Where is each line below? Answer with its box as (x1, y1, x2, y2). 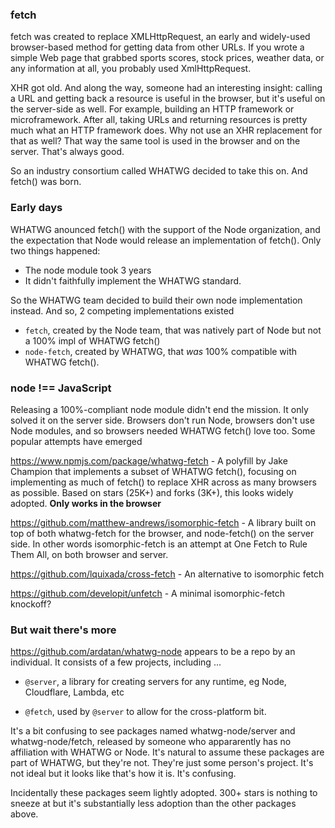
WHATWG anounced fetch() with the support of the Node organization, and (10, 223, 321, 235)
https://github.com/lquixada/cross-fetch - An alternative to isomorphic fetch (10, 568, 325, 580)
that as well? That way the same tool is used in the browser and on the (10, 135, 301, 147)
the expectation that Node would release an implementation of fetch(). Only (10, 234, 322, 246)
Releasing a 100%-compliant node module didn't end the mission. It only (10, 403, 309, 415)
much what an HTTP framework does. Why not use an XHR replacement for (10, 124, 323, 137)
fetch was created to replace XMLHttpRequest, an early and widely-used (10, 31, 311, 43)
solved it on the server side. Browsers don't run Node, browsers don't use (10, 414, 315, 426)
